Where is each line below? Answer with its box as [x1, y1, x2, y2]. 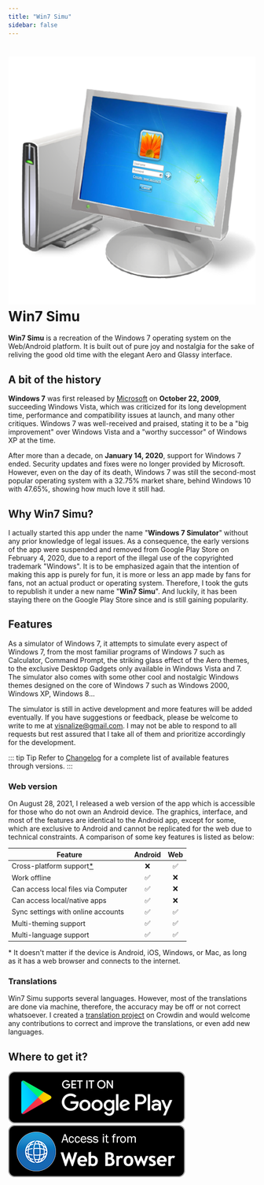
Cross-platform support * [11, 861, 94, 871]
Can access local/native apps [11, 896, 107, 905]
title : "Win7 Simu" [8, 13, 72, 20]
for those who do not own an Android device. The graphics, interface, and [8, 807, 247, 817]
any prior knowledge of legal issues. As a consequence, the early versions [8, 536, 250, 546]
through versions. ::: [8, 761, 73, 771]
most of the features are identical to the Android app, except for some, [8, 816, 236, 825]
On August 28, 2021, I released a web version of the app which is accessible [8, 799, 255, 809]
